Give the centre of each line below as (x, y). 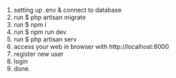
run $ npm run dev (40, 32)
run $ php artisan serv (45, 39)
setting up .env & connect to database (67, 10)
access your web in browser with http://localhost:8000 (91, 47)
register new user (38, 54)
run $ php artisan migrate (49, 17)
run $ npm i (30, 25)
